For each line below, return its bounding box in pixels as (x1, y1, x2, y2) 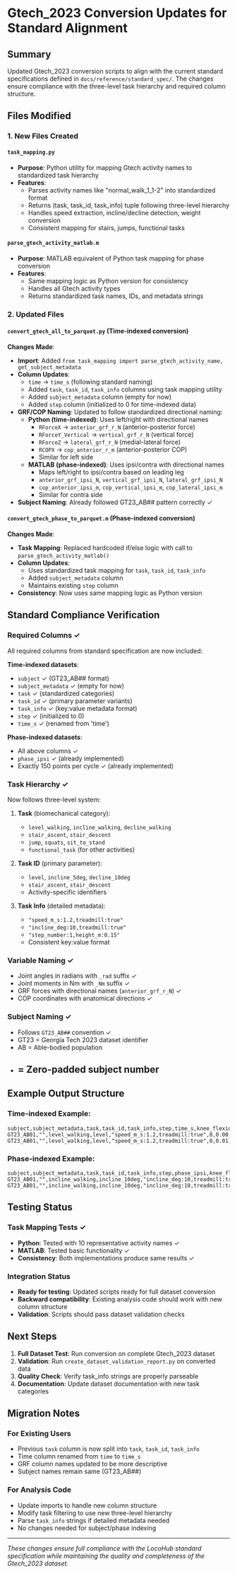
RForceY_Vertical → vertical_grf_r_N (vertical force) (38, 430, 194, 438)
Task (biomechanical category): (17, 809, 111, 818)
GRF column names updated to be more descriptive (17, 1460, 168, 1469)
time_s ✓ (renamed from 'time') (17, 719, 109, 727)
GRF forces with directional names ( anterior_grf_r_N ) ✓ (17, 986, 182, 996)
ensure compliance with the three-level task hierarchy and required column (7, 82, 226, 90)
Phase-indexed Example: (7, 1153, 95, 1163)
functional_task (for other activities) (28, 845, 135, 854)
